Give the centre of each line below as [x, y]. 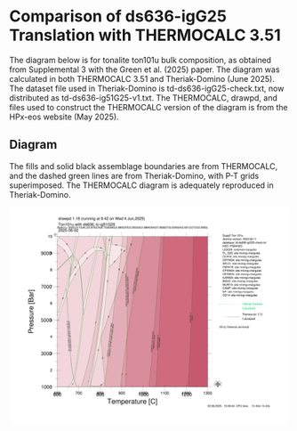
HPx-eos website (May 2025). [64, 117]
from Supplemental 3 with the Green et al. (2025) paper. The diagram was [144, 69]
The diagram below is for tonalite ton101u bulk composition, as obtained [140, 60]
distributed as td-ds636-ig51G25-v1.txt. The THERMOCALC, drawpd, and [144, 98]
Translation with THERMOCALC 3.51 [145, 35]
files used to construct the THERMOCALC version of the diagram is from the [148, 107]
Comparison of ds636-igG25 [118, 16]
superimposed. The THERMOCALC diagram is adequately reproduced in [141, 185]
